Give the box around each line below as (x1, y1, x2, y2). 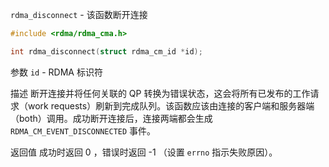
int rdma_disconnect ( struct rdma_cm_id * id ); (10, 46, 203, 57)
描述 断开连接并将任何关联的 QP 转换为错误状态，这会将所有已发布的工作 (10, 87, 311, 99)
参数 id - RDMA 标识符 (10, 66, 103, 78)
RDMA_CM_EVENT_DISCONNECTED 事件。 (10, 124, 157, 137)
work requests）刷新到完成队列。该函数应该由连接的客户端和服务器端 (27, 99, 315, 112)
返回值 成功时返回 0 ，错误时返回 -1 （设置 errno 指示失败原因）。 (10, 146, 278, 158)
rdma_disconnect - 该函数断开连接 (10, 9, 148, 20)
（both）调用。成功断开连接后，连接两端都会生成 (10, 112, 213, 124)
